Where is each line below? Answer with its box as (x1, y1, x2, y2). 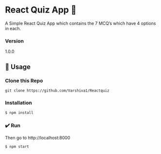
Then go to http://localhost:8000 (5, 135, 70, 141)
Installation (5, 99, 32, 106)
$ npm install (5, 110, 34, 115)
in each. (5, 25, 21, 31)
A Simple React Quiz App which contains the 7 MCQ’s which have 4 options (5, 20, 156, 26)
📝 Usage (5, 62, 31, 71)
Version (5, 37, 24, 44)
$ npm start (5, 144, 29, 149)
